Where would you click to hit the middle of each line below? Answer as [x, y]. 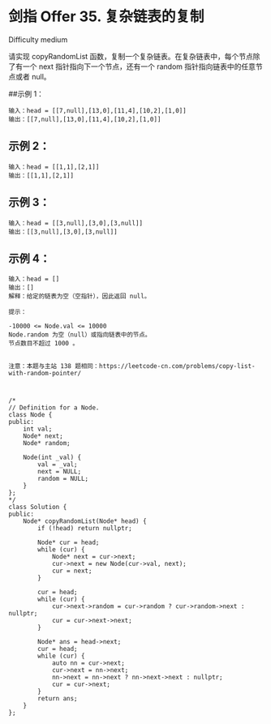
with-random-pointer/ [45, 374]
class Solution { [38, 507]
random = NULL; [63, 478]
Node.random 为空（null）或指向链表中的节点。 [80, 335]
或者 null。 [33, 76]
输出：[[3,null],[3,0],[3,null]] [63, 232]
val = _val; [58, 464]
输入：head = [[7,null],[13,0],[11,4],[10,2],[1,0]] [97, 110]
